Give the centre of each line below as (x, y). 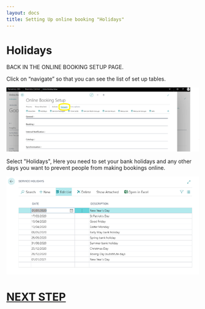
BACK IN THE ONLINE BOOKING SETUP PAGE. (65, 67)
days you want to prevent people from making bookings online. (86, 168)
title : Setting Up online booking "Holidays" (65, 19)
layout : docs (23, 13)
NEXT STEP (36, 297)
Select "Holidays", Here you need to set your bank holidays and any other (99, 161)
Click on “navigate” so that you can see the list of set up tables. (86, 79)
